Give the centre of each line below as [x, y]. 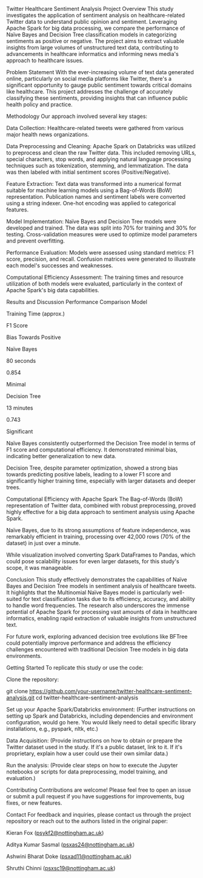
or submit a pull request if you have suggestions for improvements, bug [95, 796]
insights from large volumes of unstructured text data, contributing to [92, 47]
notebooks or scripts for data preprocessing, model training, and [87, 772]
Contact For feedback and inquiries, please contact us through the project [99, 815]
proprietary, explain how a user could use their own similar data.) [87, 753]
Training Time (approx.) [36, 314]
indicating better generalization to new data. [62, 456]
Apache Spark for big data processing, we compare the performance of [96, 28]
